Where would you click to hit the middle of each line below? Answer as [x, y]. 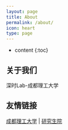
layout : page [22, 11]
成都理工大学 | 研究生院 [34, 121]
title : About [22, 17]
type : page [19, 34]
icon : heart [21, 28]
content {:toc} [31, 50]
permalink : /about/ [30, 22]
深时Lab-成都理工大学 [32, 85]
